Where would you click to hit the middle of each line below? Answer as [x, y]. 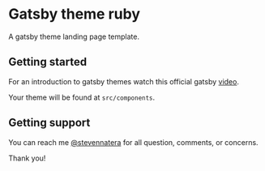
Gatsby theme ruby [74, 14]
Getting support [49, 123]
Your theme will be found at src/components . [82, 97]
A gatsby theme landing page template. [74, 36]
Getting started [48, 62]
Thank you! [27, 158]
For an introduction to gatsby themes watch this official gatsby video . [124, 81]
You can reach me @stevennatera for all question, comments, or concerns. [133, 142]
